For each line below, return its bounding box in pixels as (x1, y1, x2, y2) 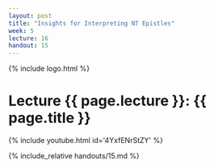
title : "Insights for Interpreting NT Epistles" (8, 19, 175, 27)
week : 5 (8, 27, 35, 35)
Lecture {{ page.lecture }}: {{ (8, 92, 208, 110)
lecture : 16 (8, 34, 48, 43)
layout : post (8, 11, 52, 20)
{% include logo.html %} (8, 64, 90, 73)
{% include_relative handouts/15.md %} (8, 151, 140, 161)
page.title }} (8, 109, 91, 127)
